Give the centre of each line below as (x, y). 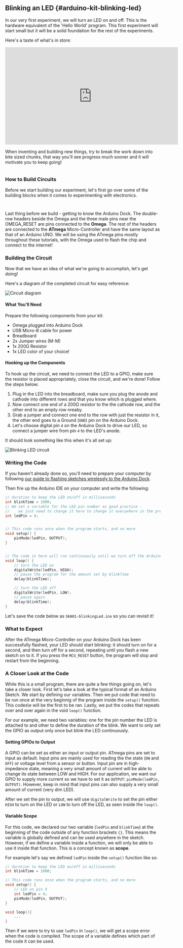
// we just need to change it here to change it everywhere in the (79, 511)
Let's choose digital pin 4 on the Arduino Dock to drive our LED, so (80, 425)
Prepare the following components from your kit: (54, 315)
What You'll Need (23, 304)
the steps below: (22, 384)
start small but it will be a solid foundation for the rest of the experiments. (79, 30)
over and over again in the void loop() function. (54, 710)
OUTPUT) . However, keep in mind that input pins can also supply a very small (82, 785)
